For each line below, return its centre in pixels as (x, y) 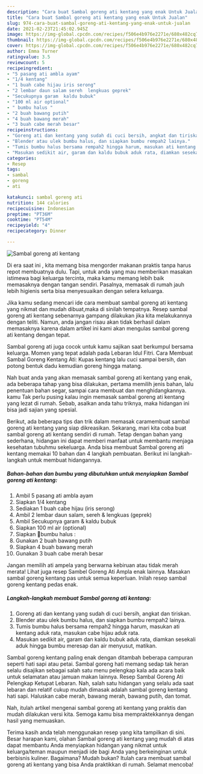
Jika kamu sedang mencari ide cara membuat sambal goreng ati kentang (97, 303)
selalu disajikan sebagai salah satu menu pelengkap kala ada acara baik (96, 670)
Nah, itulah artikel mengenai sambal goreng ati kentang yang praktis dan (97, 707)
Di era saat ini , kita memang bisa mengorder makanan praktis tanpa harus (99, 265)
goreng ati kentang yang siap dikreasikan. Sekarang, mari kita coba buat (97, 428)
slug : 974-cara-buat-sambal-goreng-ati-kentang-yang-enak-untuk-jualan (98, 23)
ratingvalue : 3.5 (29, 57)
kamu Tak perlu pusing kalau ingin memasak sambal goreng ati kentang (96, 396)
